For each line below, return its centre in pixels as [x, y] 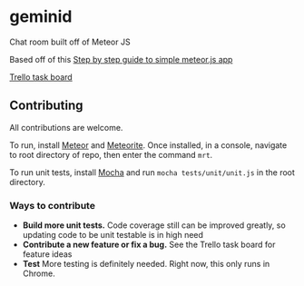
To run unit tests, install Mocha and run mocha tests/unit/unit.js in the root [152, 172]
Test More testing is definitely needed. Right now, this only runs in [146, 264]
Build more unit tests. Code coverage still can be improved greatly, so [154, 225]
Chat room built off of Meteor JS [70, 42]
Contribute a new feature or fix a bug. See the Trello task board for [149, 245]
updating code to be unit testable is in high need [113, 235]
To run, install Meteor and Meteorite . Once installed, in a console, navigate [148, 145]
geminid [41, 17]
